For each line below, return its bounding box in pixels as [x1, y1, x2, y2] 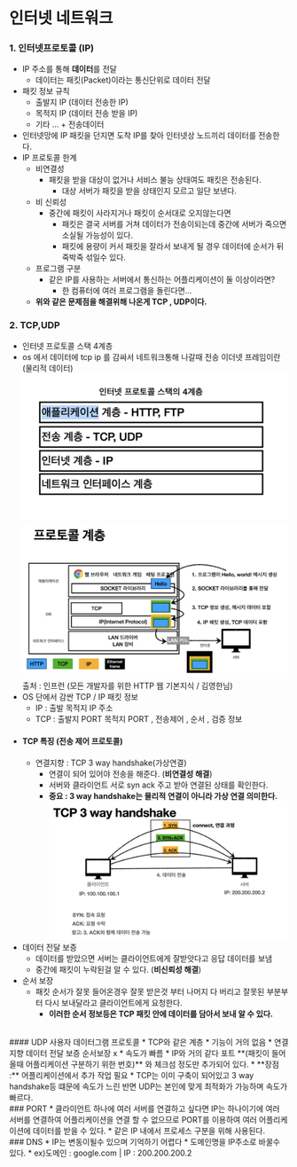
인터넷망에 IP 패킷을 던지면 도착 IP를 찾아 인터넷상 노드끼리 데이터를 [21, 130, 257, 141]
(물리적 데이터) [21, 363, 74, 373]
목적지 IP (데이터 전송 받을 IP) [35, 108, 138, 119]
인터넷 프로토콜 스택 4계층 [21, 341, 113, 351]
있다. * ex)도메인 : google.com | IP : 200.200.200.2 [9, 1147, 192, 1158]
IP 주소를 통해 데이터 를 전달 [21, 64, 117, 74]
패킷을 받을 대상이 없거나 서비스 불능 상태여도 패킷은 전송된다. [48, 175, 262, 185]
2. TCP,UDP [9, 319, 60, 332]
